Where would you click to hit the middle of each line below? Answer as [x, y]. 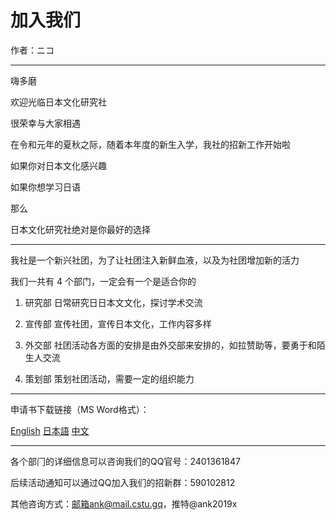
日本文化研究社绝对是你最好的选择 [80, 229]
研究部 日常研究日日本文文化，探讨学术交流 [113, 302]
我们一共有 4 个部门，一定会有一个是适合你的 [103, 281]
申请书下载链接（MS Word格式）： [80, 409]
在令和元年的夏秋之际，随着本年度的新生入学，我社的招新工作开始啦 [150, 144]
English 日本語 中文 [50, 430]
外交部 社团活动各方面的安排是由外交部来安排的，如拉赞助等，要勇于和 [170, 345]
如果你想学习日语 [45, 187]
